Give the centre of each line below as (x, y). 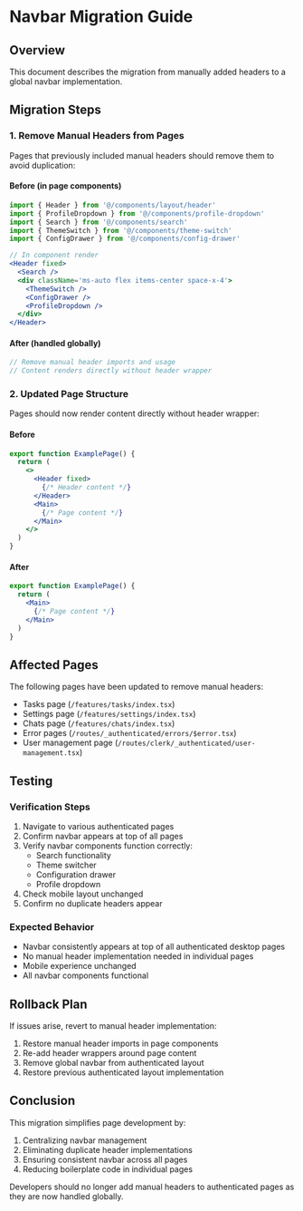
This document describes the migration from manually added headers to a (148, 72)
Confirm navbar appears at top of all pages (103, 836)
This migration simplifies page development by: (98, 1122)
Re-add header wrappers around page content (109, 1053)
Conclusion (43, 1101)
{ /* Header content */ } (86, 488)
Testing (31, 781)
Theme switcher (66, 865)
